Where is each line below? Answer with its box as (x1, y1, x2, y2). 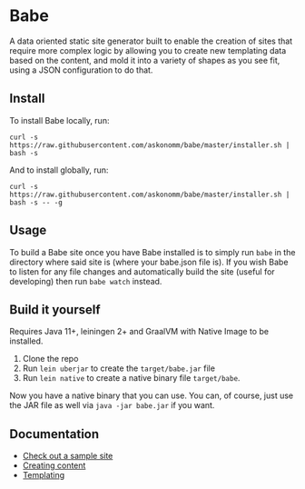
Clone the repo (22, 354, 79, 364)
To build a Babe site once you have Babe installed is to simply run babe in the (9, 246, 296, 257)
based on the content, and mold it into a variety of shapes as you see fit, (9, 55, 280, 65)
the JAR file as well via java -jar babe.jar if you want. (9, 400, 215, 411)
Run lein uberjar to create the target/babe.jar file (22, 363, 216, 374)
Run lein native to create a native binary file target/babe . (22, 373, 241, 384)
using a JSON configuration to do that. (9, 65, 153, 75)
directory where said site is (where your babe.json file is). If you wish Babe (9, 256, 289, 267)
